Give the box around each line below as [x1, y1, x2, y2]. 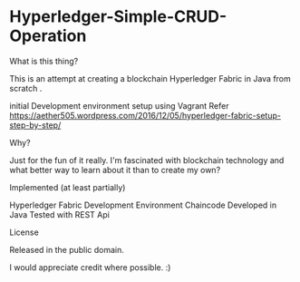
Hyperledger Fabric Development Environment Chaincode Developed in [9, 199, 277, 210]
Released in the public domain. [9, 244, 125, 255]
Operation [9, 25, 87, 46]
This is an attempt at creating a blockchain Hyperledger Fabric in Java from [9, 73, 292, 83]
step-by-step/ [9, 120, 62, 131]
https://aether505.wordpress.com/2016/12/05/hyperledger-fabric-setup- [9, 110, 281, 121]
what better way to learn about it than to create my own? [9, 164, 221, 175]
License [9, 227, 39, 238]
